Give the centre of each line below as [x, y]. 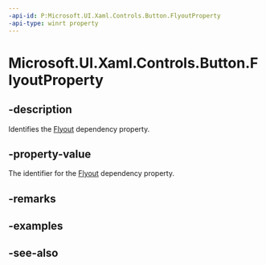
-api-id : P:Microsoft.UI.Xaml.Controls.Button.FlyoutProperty [115, 16]
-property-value [50, 154]
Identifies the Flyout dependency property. [79, 128]
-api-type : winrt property [53, 23]
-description [40, 110]
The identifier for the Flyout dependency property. [92, 173]
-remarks [32, 199]
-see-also [33, 253]
